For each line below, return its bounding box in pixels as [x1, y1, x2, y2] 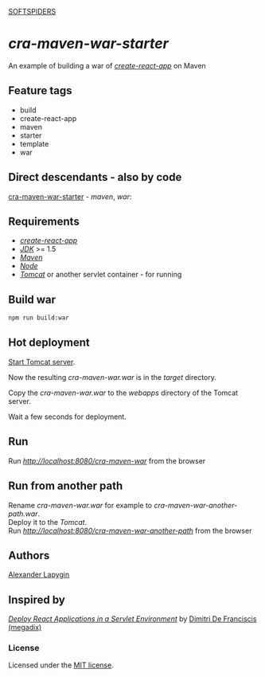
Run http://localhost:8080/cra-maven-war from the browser [8, 456, 206, 465]
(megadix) [8, 623, 42, 632]
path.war [8, 509, 38, 519]
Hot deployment [8, 336, 90, 350]
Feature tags [8, 84, 72, 98]
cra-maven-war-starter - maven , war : [8, 191, 132, 202]
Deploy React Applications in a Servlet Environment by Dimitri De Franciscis [8, 614, 257, 624]
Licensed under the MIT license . [8, 660, 114, 670]
